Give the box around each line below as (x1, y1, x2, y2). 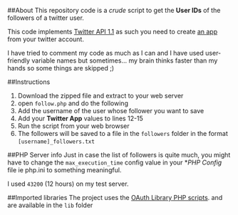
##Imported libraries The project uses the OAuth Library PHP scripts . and (7, 194, 223, 201)
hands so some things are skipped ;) (7, 64, 115, 72)
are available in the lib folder (7, 201, 93, 209)
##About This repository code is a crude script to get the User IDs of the (7, 6, 221, 14)
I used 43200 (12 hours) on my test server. (7, 179, 129, 188)
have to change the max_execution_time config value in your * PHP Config (7, 158, 222, 167)
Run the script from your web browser (17, 122, 130, 130)
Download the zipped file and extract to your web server (17, 92, 184, 100)
